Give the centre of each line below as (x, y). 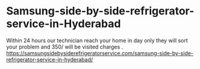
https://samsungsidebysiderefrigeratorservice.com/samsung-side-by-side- (100, 53)
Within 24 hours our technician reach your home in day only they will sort (97, 40)
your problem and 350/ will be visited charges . (65, 47)
